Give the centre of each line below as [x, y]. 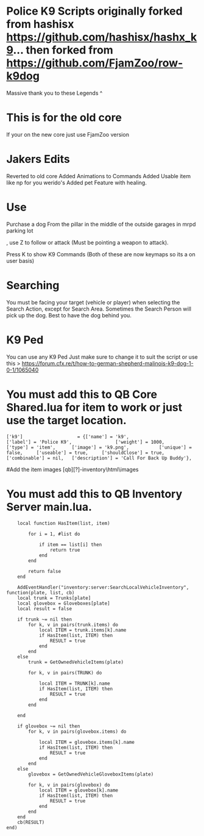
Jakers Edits [38, 159]
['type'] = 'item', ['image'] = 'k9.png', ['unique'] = [99, 447]
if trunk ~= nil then [44, 619]
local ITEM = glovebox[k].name [79, 790]
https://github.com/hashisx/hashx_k [102, 37]
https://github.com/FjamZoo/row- [95, 63]
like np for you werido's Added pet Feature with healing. [77, 182]
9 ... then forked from [60, 50]
